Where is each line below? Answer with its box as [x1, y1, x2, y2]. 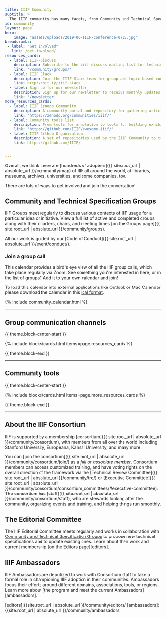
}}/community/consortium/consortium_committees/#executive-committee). [5, 485, 158, 491]
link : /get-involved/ [11, 48, 56, 53]
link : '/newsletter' [14, 94, 56, 99]
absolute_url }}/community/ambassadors [36, 607, 120, 613]
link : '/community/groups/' [14, 67, 72, 72]
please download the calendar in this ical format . [5, 289, 105, 295]
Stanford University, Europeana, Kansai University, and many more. [5, 444, 142, 450]
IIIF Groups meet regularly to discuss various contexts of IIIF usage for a [5, 210, 152, 216]
